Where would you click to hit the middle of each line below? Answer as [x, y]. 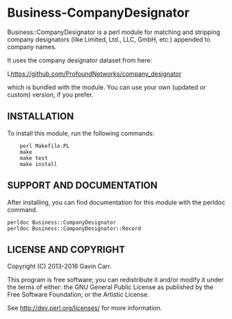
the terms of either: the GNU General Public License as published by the [110, 287]
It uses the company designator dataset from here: [80, 60]
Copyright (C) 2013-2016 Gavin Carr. [60, 266]
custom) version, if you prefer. [50, 95]
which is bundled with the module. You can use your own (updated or [107, 87]
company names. [32, 47]
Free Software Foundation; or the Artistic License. [78, 295]
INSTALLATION [41, 116]
